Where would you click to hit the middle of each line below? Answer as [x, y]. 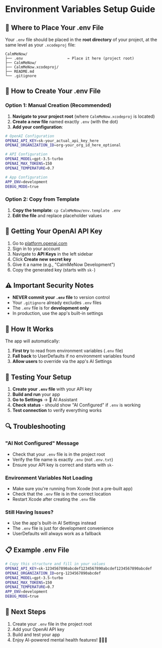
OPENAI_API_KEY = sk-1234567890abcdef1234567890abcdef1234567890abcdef [79, 568]
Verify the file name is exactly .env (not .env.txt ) [63, 459]
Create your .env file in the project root [52, 624]
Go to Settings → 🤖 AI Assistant [45, 399]
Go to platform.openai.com [40, 243]
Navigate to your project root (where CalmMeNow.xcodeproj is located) [83, 116]
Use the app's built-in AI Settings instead [54, 523]
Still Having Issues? [29, 512]
